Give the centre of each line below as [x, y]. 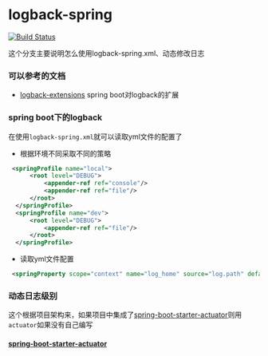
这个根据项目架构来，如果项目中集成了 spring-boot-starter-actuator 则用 [125, 315]
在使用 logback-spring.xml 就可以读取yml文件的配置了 [95, 136]
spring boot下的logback [55, 117]
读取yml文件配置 [47, 259]
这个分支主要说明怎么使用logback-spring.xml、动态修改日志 [106, 53]
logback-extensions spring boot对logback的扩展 [99, 95]
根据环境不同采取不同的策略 [65, 153]
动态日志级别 [33, 295]
